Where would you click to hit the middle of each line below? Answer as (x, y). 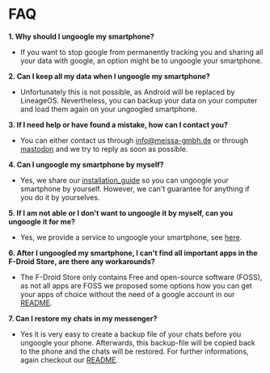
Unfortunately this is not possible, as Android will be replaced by (127, 92)
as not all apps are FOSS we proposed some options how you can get (136, 285)
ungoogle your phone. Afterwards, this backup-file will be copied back (138, 342)
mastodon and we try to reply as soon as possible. (104, 149)
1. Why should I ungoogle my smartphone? (82, 36)
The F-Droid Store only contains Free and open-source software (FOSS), (141, 277)
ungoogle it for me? (42, 221)
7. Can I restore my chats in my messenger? (83, 318)
